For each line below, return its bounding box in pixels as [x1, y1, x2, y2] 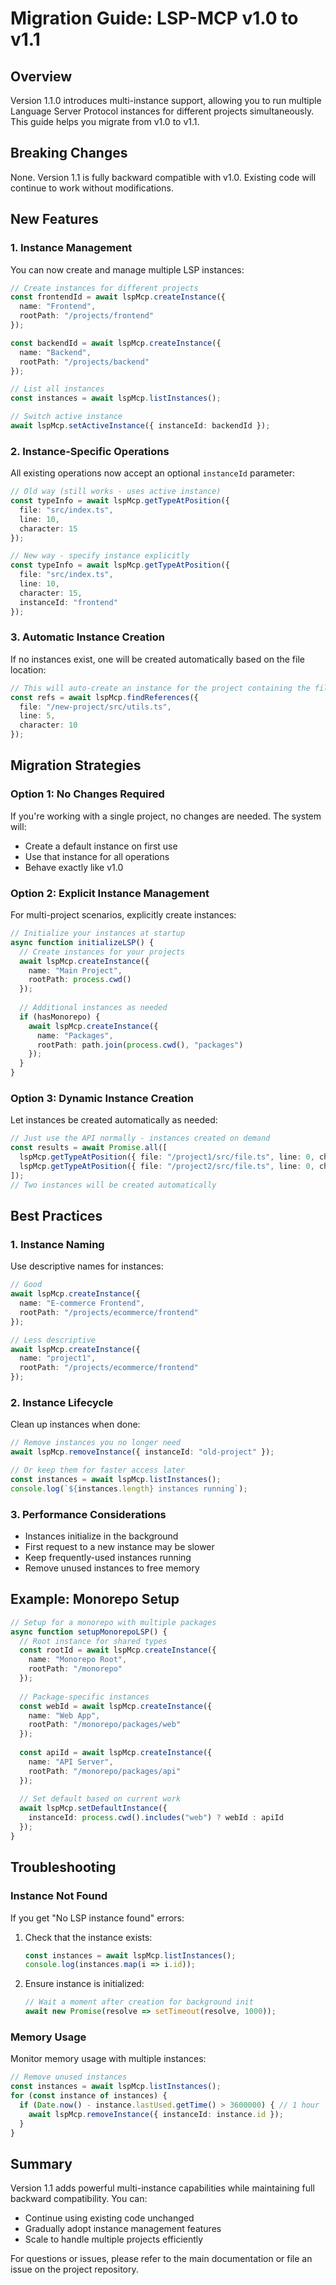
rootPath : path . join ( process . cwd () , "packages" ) [36, 1040, 244, 1050]
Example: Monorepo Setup [10, 1591, 180, 1608]
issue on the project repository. [10, 2263, 139, 2276]
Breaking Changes [10, 145, 128, 162]
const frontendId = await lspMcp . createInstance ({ [10, 292, 226, 302]
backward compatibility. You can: [10, 2193, 148, 2205]
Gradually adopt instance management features [24, 2223, 222, 2235]
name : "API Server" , [28, 1757, 114, 1767]
